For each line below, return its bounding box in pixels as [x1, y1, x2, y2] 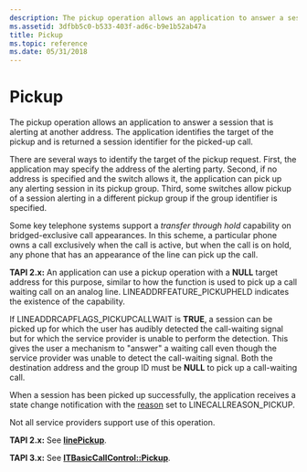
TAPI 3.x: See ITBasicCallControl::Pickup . [9, 453, 171, 464]
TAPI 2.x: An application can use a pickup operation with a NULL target [9, 267, 279, 278]
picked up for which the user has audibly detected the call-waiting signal [9, 323, 283, 334]
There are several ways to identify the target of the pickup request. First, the [9, 154, 297, 165]
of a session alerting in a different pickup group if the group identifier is [9, 193, 278, 204]
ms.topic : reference [9, 38, 89, 48]
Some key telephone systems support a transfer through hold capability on [9, 220, 292, 231]
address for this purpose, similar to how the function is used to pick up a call [9, 277, 298, 288]
